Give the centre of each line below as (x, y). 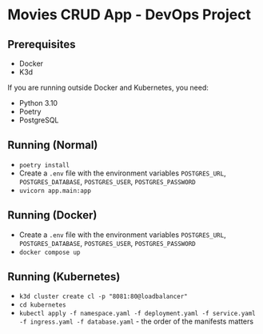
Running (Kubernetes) (64, 277)
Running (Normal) (53, 145)
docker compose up (50, 252)
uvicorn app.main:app (55, 191)
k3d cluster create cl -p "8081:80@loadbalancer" (104, 297)
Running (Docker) (52, 215)
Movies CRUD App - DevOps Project (129, 15)
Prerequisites (42, 44)
